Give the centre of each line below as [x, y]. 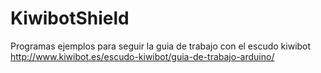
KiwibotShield [70, 18]
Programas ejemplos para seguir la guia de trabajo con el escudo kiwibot [161, 46]
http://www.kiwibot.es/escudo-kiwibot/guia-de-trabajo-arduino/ [142, 56]
